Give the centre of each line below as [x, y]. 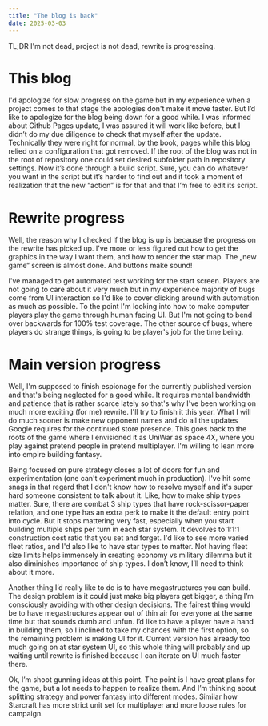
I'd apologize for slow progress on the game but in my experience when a [130, 100]
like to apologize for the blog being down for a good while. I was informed [130, 118]
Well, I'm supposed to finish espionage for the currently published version [130, 387]
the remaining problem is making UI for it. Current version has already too [129, 639]
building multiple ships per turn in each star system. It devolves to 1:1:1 [124, 530]
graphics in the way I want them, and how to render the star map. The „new [133, 257]
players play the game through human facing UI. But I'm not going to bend [130, 315]
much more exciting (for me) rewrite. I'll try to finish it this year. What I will [130, 412]
